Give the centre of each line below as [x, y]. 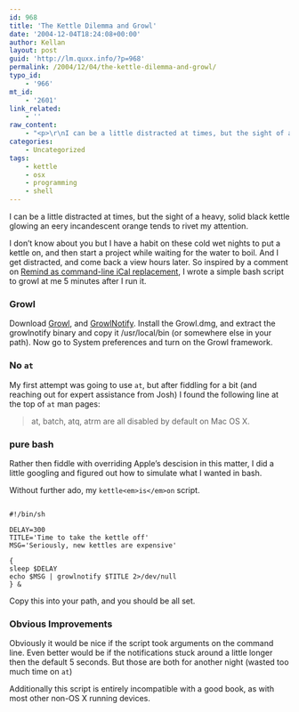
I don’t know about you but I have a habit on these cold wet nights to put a [145, 243]
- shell [39, 191]
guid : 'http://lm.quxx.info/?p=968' [77, 59]
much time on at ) [41, 672]
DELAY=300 [28, 530]
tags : [19, 158]
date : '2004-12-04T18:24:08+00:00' [75, 34]
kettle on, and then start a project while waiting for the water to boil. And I [144, 253]
